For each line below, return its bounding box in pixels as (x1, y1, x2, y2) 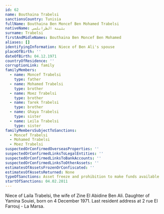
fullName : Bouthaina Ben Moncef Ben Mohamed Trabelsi (5, 21, 120, 26)
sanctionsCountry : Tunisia (5, 16, 61, 21)
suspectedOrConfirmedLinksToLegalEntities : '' (5, 151, 104, 156)
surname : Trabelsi (5, 30, 43, 35)
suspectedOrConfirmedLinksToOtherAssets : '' (5, 160, 99, 165)
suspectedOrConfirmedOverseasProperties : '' (5, 147, 99, 152)
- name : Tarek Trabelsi (9, 100, 59, 105)
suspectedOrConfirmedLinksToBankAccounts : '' (5, 156, 101, 161)
